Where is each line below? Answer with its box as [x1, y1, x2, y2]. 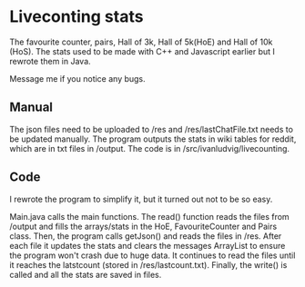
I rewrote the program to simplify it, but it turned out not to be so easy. [9, 193, 273, 204]
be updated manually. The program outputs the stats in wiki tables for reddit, [9, 134, 297, 144]
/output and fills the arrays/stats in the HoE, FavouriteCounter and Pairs [9, 221, 278, 232]
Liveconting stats [9, 6, 144, 27]
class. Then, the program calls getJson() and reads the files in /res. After [9, 230, 282, 242]
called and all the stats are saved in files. [9, 269, 162, 280]
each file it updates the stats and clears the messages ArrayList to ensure [9, 240, 286, 251]
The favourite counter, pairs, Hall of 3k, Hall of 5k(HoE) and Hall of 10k [9, 36, 273, 47]
